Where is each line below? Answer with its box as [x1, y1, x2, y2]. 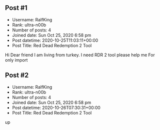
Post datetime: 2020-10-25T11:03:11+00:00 [12, 37, 98, 43]
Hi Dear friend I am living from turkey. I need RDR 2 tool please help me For [5, 52, 155, 58]
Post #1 [5, 4, 28, 12]
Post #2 [5, 71, 29, 80]
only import [5, 57, 28, 63]
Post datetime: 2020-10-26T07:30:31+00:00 [12, 104, 101, 111]
